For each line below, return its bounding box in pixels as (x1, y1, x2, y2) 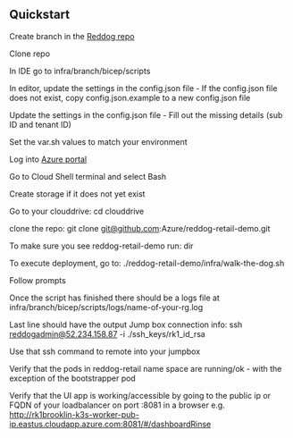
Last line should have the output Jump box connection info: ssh (9, 319, 243, 330)
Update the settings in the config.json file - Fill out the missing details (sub (9, 109, 283, 120)
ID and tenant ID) (9, 119, 71, 130)
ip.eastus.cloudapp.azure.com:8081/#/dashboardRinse (9, 418, 212, 429)
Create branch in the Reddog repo (9, 30, 135, 41)
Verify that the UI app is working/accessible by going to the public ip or (9, 390, 271, 400)
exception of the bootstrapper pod (9, 373, 136, 383)
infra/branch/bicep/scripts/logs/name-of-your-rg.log (9, 301, 204, 312)
